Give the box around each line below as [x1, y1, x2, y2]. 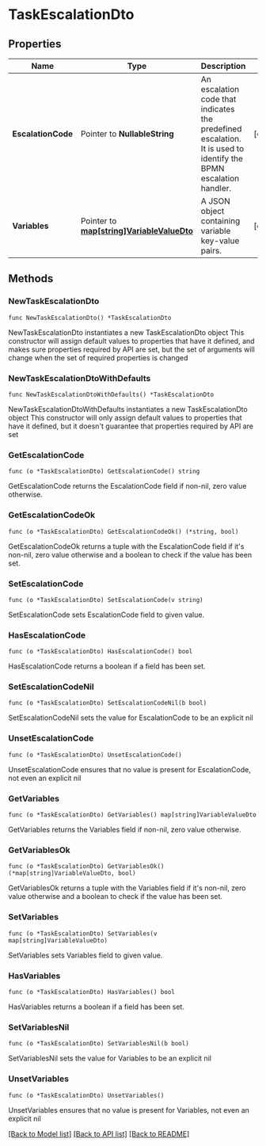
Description [200, 61, 246, 71]
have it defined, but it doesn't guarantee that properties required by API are [8, 421, 253, 431]
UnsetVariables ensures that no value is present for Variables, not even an [8, 1105, 249, 1114]
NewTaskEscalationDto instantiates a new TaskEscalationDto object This [8, 327, 245, 337]
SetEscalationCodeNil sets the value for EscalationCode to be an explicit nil [8, 713, 253, 722]
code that [200, 93, 237, 105]
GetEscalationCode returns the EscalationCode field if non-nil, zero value [8, 482, 247, 491]
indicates [200, 104, 235, 114]
